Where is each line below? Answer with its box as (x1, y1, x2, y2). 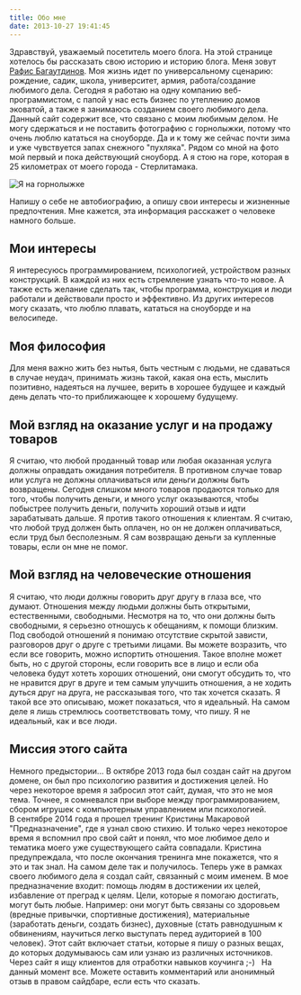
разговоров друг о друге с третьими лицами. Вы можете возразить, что (9, 639, 288, 650)
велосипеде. (9, 312, 58, 324)
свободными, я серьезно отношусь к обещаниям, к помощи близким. (9, 620, 279, 631)
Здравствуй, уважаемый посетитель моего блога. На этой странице (9, 46, 273, 57)
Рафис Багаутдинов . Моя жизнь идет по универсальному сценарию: (9, 65, 274, 76)
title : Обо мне (9, 13, 66, 22)
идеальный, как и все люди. (9, 715, 118, 726)
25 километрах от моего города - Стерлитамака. (9, 161, 199, 172)
